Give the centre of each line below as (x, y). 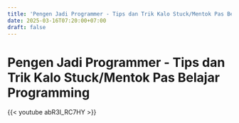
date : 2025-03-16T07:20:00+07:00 (57, 21)
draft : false (27, 27)
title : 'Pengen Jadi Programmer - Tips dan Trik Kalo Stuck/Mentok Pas (116, 14)
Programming (49, 92)
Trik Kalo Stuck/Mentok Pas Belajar (114, 77)
